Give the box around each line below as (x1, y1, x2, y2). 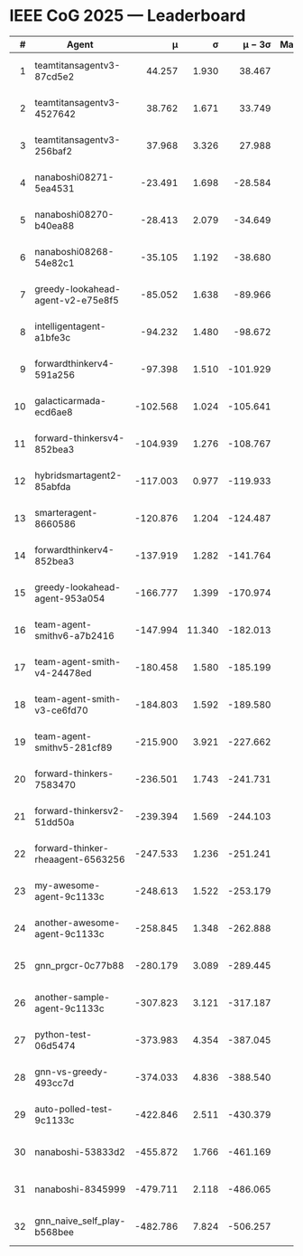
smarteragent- (34, 506, 98, 519)
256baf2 (34, 145, 73, 157)
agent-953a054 (34, 592, 106, 605)
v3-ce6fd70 (34, 704, 88, 717)
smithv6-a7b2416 (34, 629, 115, 642)
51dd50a (34, 815, 75, 828)
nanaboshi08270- (34, 208, 115, 220)
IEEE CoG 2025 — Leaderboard (9, 5, 246, 26)
